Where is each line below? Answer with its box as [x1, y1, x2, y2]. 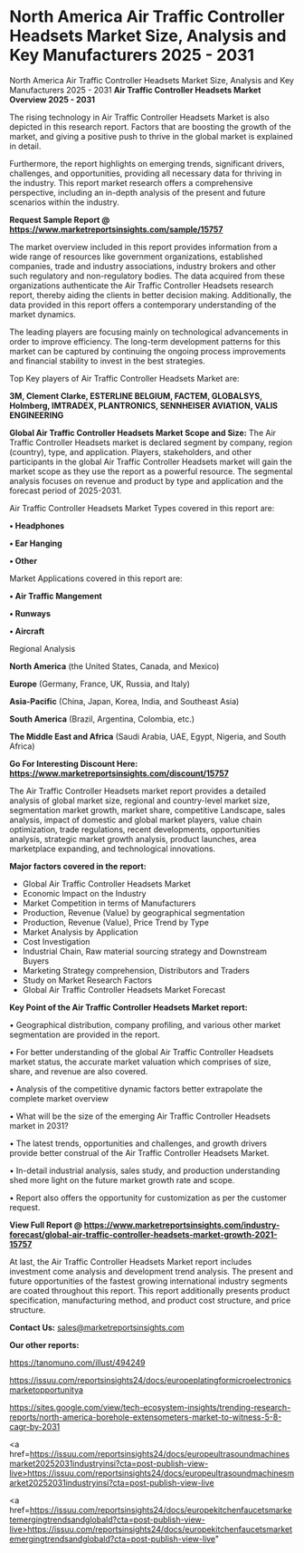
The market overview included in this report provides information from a [9, 241, 278, 252]
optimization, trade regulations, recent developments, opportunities [9, 823, 261, 835]
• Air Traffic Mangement [9, 590, 102, 601]
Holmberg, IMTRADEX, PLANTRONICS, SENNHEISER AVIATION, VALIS [9, 400, 279, 411]
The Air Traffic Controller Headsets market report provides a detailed [9, 785, 267, 796]
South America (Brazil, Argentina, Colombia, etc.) [9, 713, 195, 724]
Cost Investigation [22, 936, 90, 946]
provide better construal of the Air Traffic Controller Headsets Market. [9, 1147, 270, 1158]
